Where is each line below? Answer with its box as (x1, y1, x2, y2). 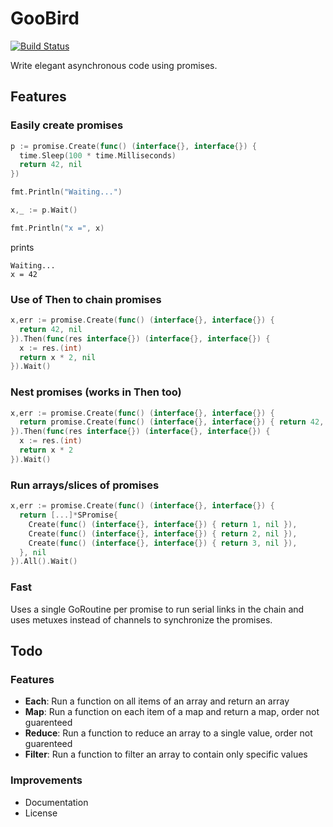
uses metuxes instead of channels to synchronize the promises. (10, 613, 273, 626)
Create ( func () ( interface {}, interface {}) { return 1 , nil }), (28, 519, 298, 529)
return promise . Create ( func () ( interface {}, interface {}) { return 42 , (19, 417, 325, 427)
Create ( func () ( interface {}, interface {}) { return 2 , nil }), (28, 528, 298, 539)
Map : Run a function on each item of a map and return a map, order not (24, 706, 320, 718)
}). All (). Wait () (10, 557, 78, 567)
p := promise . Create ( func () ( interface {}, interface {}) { (10, 141, 257, 151)
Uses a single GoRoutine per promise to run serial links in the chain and (10, 603, 305, 615)
